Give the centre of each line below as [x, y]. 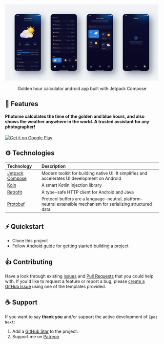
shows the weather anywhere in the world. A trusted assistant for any [77, 122]
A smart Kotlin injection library [72, 185]
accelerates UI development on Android [81, 178]
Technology [20, 166]
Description [53, 166]
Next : [10, 322]
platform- [133, 199]
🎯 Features [22, 104]
